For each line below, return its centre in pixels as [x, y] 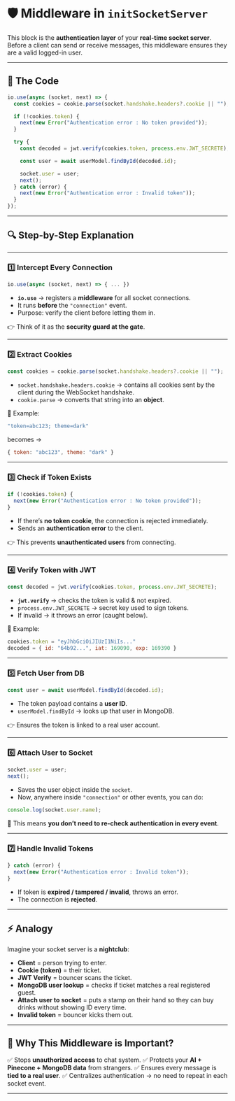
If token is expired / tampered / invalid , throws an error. [98, 892]
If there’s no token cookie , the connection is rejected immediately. [113, 520]
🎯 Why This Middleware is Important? [91, 1043]
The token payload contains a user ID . [72, 703]
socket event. [27, 1084]
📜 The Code [33, 81]
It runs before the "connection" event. [72, 305]
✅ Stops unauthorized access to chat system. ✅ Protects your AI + [105, 1060]
